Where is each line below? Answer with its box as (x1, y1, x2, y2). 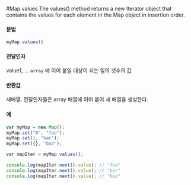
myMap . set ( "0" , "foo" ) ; (6, 130, 65, 136)
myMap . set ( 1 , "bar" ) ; (6, 135, 60, 141)
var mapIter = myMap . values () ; (6, 151, 84, 158)
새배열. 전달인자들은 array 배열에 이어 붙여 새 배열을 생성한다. (6, 96, 148, 103)
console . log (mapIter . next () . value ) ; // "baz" (6, 173, 120, 179)
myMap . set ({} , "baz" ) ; (6, 141, 62, 147)
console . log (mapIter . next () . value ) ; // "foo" (6, 162, 120, 168)
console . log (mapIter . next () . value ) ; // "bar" (6, 167, 120, 174)
